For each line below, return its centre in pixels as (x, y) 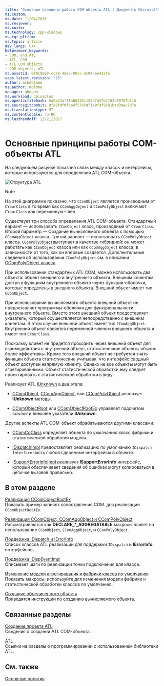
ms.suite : (15, 28)
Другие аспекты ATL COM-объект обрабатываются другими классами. (80, 423)
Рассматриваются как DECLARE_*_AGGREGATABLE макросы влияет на (80, 525)
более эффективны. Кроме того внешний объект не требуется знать (76, 354)
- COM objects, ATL (25, 69)
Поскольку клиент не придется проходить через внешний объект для (78, 343)
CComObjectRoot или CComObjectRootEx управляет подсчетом (78, 408)
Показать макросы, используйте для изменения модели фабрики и (75, 579)
